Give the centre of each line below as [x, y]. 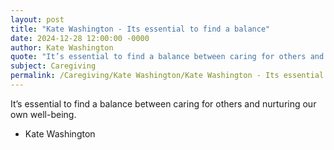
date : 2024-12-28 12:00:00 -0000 [80, 38]
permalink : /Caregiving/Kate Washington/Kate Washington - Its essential [167, 76]
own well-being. [43, 114]
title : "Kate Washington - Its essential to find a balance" [140, 29]
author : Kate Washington [62, 47]
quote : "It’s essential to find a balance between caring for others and [167, 57]
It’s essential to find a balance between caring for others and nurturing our [163, 103]
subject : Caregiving [53, 66]
